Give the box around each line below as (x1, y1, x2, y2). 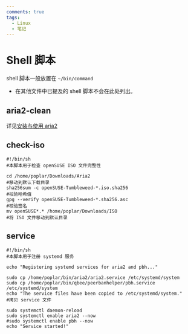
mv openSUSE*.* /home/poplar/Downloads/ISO (6, 208, 118, 214)
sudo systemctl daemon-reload (6, 307, 83, 313)
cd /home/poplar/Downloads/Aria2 (6, 173, 91, 179)
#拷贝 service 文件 (6, 297, 52, 303)
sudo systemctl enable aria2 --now (6, 312, 96, 319)
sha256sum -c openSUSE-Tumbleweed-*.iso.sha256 (6, 185, 129, 191)
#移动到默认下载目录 (6, 179, 50, 185)
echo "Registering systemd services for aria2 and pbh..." (6, 264, 158, 270)
